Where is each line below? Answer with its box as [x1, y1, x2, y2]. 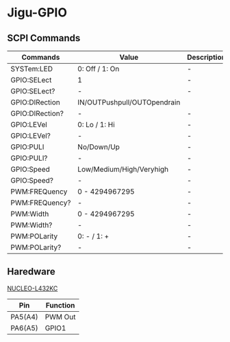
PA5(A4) [10, 312, 39, 321]
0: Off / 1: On [77, 64, 120, 73]
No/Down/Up [77, 142, 120, 152]
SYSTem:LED [10, 64, 53, 73]
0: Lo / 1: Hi [77, 120, 115, 129]
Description [187, 53, 226, 62]
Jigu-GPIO [7, 5, 67, 21]
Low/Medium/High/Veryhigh [77, 165, 169, 174]
